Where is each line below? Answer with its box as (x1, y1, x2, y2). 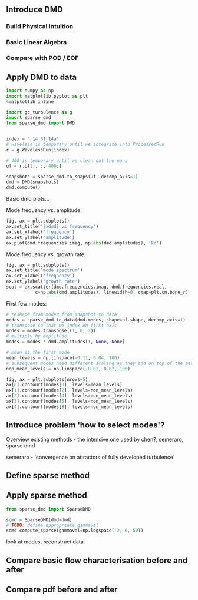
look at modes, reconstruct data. (6, 538, 85, 545)
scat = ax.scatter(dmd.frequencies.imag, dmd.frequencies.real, (6, 284, 167, 290)
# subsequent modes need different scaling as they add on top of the (6, 360, 183, 366)
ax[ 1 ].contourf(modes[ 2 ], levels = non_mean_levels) (6, 387, 133, 393)
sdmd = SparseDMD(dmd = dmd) (6, 516, 72, 523)
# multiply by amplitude (6, 333, 67, 339)
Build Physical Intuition (6, 22, 74, 31)
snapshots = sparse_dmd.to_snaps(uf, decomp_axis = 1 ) (6, 174, 138, 180)
